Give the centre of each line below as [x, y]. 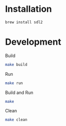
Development [33, 42]
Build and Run [19, 93]
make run [14, 83]
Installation [29, 9]
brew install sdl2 [24, 22]
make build [16, 64]
